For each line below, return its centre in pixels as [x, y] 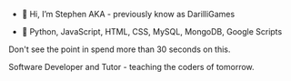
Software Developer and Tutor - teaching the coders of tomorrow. [132, 67]
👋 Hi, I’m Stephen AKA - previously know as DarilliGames [128, 14]
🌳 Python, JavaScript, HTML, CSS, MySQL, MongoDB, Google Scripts [152, 31]
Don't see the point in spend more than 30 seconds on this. [120, 49]
